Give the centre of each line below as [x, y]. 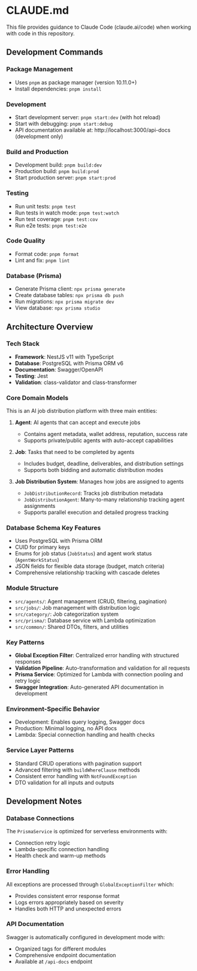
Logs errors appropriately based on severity [69, 902]
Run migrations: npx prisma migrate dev [65, 302]
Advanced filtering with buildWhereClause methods [77, 770]
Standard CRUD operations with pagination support [78, 763]
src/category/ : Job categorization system [66, 614]
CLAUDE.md [38, 10]
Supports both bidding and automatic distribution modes [93, 470]
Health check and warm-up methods [60, 856]
